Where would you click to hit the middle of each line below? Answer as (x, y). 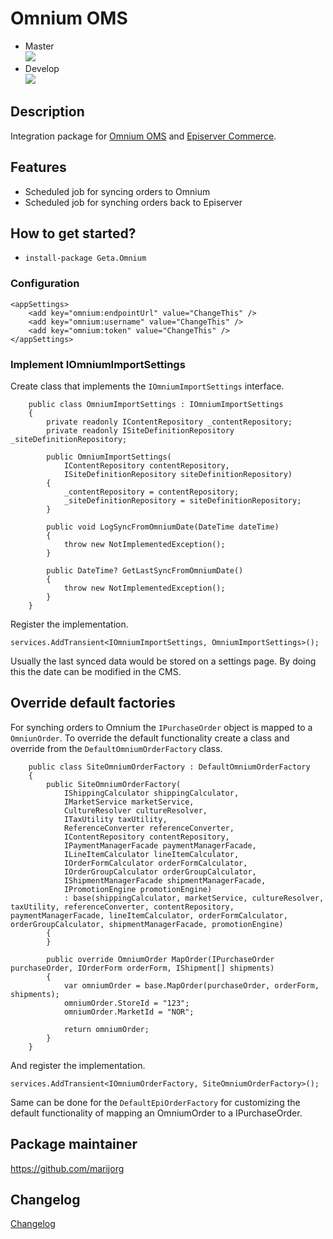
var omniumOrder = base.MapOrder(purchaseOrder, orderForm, (191, 985)
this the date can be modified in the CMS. (96, 671)
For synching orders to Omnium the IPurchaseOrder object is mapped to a (161, 727)
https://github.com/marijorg (67, 1168)
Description (47, 112)
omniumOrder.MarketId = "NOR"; (129, 1012)
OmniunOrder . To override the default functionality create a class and (150, 738)
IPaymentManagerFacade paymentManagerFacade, (160, 845)
